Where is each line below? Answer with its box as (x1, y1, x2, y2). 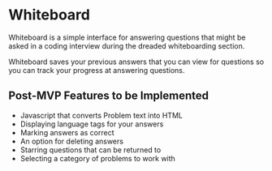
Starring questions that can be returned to (19, 144, 162, 155)
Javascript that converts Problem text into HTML (19, 110, 183, 120)
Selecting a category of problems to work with (19, 153, 176, 163)
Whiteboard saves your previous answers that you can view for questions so (8, 57, 265, 66)
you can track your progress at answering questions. (8, 65, 185, 75)
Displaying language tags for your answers (19, 119, 164, 129)
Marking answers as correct (19, 127, 114, 137)
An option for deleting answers (19, 136, 124, 146)
